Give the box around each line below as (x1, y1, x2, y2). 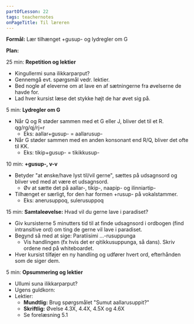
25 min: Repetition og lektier (6, 58, 76, 65)
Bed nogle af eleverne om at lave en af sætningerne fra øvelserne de (14, 82, 182, 90)
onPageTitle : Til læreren (6, 19, 69, 25)
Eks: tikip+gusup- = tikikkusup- (23, 149, 100, 156)
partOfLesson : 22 (6, 8, 49, 15)
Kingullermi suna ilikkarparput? (14, 70, 90, 77)
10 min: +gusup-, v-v (6, 160, 58, 168)
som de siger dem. (14, 257, 61, 265)
